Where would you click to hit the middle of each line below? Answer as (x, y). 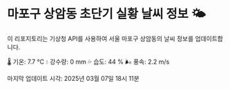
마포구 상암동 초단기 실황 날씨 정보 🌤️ (106, 14)
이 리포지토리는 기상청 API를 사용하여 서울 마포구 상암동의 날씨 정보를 (100, 38)
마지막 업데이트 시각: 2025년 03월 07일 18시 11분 (73, 78)
